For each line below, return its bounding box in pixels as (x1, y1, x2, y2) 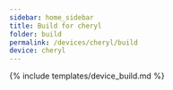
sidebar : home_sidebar (9, 12, 94, 22)
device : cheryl (9, 46, 66, 55)
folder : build (9, 29, 63, 38)
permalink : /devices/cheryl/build (9, 37, 139, 47)
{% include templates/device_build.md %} (9, 70, 165, 81)
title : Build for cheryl (9, 21, 102, 30)
